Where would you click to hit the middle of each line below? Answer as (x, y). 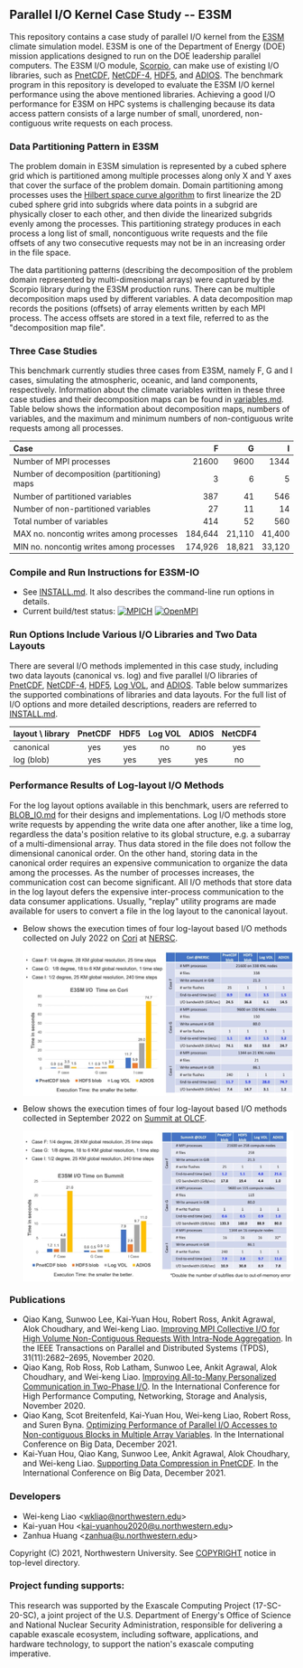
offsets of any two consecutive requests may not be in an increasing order (147, 243)
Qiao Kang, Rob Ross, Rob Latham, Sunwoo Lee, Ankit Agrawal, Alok (150, 1367)
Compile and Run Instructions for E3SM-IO (105, 573)
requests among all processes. (66, 428)
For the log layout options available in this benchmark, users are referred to (149, 805)
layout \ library (41, 734)
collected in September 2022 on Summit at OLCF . (115, 1118)
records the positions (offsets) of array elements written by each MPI (138, 309)
